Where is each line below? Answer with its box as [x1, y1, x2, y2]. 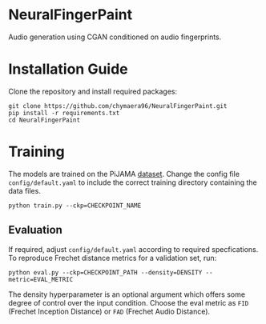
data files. [8, 186, 42, 195]
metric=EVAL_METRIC [8, 275, 74, 283]
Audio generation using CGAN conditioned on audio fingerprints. [8, 32, 222, 42]
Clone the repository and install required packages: [8, 86, 178, 96]
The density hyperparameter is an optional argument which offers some [8, 290, 246, 299]
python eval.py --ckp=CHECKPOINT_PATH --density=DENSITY [8, 268, 203, 277]
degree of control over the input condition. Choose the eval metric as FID [8, 298, 249, 307]
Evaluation [8, 223, 62, 237]
